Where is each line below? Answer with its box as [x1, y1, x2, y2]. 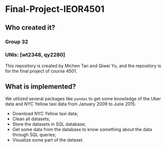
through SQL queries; [12, 132, 56, 138]
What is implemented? [5, 82, 76, 91]
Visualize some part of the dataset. [12, 137, 84, 143]
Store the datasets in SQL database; [12, 121, 86, 127]
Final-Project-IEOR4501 [5, 3, 105, 15]
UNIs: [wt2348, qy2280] [5, 51, 65, 58]
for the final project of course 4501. [5, 68, 78, 74]
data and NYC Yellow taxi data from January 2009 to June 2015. [5, 101, 136, 107]
